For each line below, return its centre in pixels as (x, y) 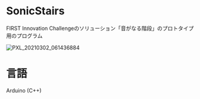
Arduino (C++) (24, 90)
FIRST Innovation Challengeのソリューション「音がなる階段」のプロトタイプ (100, 28)
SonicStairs (35, 11)
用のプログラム (24, 35)
